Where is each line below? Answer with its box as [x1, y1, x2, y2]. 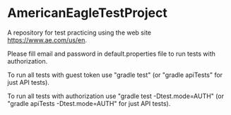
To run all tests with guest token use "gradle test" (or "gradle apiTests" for [7, 71, 223, 79]
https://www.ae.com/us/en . [7, 35, 87, 44]
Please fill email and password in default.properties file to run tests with [7, 49, 215, 58]
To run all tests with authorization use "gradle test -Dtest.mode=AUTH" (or [7, 92, 225, 100]
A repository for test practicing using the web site [7, 28, 152, 37]
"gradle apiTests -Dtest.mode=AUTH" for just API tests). [7, 99, 171, 107]
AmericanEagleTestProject [7, 5, 167, 21]
